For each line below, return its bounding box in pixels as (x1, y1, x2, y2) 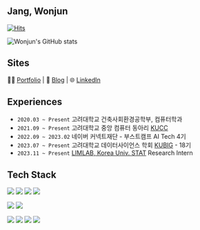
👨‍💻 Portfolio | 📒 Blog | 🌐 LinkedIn (7, 75, 101, 84)
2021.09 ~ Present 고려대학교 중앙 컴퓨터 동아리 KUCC (17, 124, 168, 132)
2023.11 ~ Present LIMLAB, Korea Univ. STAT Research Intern (17, 148, 193, 157)
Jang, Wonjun (7, 6, 68, 17)
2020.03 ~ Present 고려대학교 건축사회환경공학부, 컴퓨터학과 (17, 115, 183, 124)
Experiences (7, 96, 63, 108)
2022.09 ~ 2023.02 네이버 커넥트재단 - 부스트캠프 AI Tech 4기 (17, 133, 186, 141)
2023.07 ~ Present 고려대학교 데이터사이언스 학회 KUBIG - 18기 (17, 141, 192, 149)
